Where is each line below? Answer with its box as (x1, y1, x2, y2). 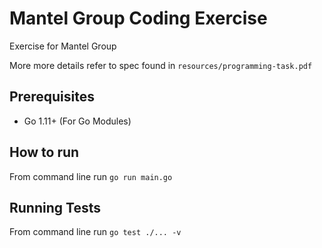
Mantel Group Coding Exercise (9, 7, 268, 30)
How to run (9, 144, 80, 161)
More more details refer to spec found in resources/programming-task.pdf (9, 59, 313, 71)
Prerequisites (9, 88, 95, 106)
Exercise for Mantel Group (9, 40, 117, 52)
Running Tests (9, 199, 101, 216)
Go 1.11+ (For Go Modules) (23, 115, 132, 127)
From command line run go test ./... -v (9, 226, 182, 238)
